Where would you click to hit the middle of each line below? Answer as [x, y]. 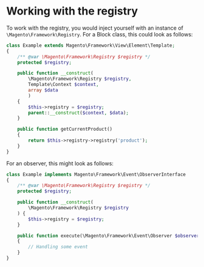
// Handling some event [58, 247]
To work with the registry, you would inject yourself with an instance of [95, 28]
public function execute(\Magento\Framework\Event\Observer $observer [108, 236]
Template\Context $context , [63, 85]
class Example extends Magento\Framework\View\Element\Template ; [90, 45]
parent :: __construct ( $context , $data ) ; [79, 113]
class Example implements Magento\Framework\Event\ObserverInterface [96, 174]
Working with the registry [72, 11]
